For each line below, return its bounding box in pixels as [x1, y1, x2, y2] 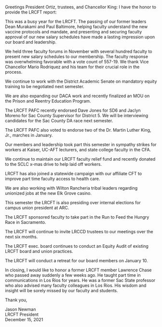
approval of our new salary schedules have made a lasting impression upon [5, 34, 155, 40]
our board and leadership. [5, 39, 57, 45]
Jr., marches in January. [5, 133, 53, 138]
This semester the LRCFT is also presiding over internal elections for [5, 200, 141, 205]
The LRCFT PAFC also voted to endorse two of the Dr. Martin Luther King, [5, 127, 151, 133]
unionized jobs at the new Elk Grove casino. [5, 191, 92, 196]
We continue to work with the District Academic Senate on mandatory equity [5, 78, 157, 84]
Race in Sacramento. [5, 220, 47, 225]
